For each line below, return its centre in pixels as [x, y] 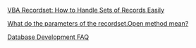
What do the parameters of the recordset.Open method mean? [98, 23]
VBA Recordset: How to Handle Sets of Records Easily [86, 10]
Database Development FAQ [48, 37]
